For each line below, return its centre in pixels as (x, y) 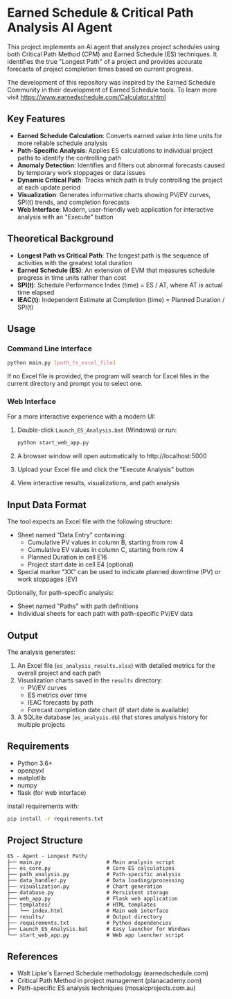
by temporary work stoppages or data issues (81, 172)
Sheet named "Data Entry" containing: (72, 535)
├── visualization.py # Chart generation (85, 887)
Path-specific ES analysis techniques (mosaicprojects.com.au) (106, 988)
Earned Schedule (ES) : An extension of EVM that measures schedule (116, 270)
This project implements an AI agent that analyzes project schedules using (114, 47)
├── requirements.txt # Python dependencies (89, 923)
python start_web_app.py (53, 443)
